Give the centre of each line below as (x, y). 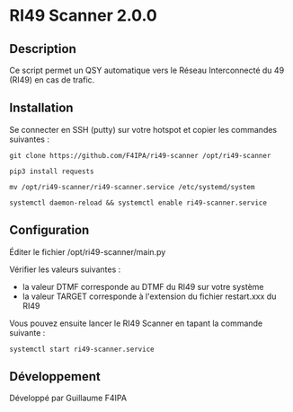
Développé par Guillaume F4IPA (68, 398)
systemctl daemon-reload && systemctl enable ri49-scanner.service (138, 203)
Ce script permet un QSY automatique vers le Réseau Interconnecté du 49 (147, 70)
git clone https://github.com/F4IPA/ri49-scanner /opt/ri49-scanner (140, 155)
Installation (41, 108)
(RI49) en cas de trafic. (52, 80)
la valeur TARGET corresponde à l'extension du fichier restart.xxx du (149, 296)
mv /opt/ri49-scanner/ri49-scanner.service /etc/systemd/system (132, 187)
